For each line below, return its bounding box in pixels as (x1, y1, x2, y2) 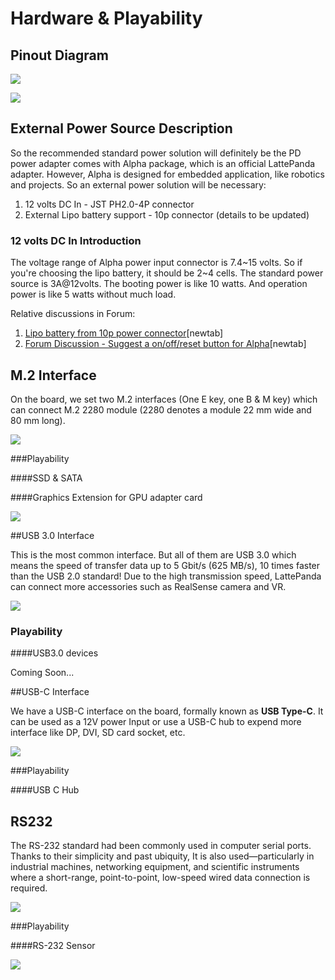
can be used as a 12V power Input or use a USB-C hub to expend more (10, 716, 302, 728)
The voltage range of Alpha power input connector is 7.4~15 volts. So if (10, 257, 303, 269)
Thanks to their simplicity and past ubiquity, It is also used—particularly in (10, 850, 315, 862)
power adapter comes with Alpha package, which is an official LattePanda (10, 157, 316, 169)
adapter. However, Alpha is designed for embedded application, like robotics (10, 168, 325, 180)
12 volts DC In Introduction (10, 233, 142, 247)
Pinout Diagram (10, 47, 109, 64)
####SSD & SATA (10, 472, 83, 484)
